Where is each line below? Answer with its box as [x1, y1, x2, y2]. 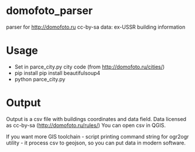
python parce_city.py [14, 75, 66, 82]
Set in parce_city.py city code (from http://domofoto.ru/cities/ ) [14, 63, 165, 70]
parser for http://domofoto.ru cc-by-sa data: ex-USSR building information [6, 23, 186, 30]
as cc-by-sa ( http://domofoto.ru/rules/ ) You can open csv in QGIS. [6, 122, 166, 129]
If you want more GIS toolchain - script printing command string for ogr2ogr [6, 133, 189, 140]
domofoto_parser [6, 4, 93, 18]
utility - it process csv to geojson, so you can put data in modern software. [6, 139, 186, 146]
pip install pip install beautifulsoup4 [14, 69, 101, 77]
